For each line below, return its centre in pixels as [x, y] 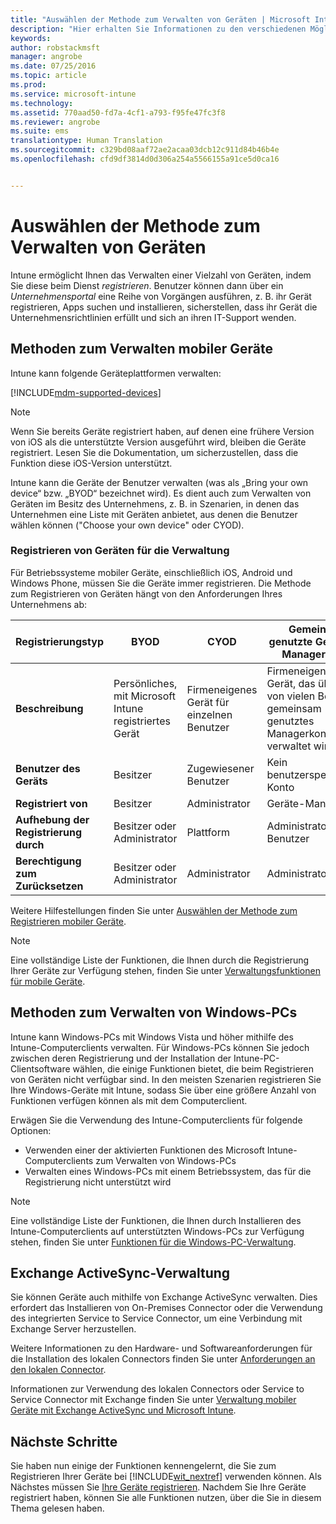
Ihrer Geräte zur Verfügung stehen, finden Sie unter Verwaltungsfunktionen [165, 970]
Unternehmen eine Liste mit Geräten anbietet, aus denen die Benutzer [154, 514]
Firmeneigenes [222, 689]
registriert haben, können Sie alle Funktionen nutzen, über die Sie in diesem [166, 1498]
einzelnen [209, 714]
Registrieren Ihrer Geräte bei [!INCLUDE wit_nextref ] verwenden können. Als [166, 1477]
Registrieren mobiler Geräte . [68, 921]
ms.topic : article [48, 76]
